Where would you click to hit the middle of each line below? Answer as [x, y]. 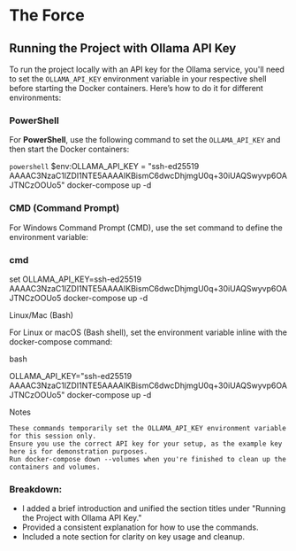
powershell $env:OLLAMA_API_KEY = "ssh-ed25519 [104, 167]
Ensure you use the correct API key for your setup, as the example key [146, 444]
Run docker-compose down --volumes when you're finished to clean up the [148, 459]
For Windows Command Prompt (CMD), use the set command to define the [146, 228]
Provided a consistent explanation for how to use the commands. [140, 527]
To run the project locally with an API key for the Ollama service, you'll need [147, 69]
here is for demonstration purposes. [79, 451]
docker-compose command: [61, 341]
